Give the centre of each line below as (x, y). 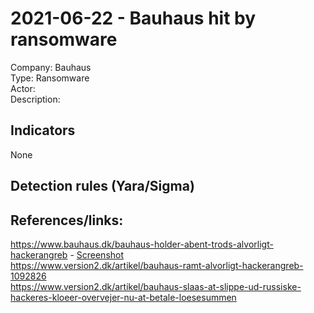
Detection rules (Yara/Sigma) (102, 186)
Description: (35, 99)
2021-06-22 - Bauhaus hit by (133, 18)
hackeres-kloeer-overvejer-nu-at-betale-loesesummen (123, 297)
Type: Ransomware (50, 78)
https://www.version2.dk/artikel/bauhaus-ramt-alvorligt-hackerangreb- (157, 265)
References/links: (67, 220)
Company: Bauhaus (51, 67)
